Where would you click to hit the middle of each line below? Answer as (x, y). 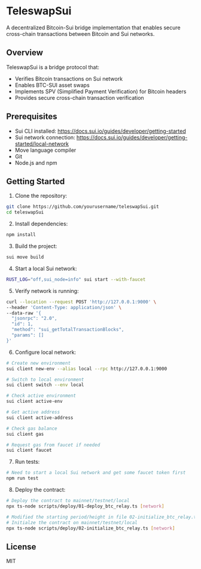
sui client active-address (40, 417)
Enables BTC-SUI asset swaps (52, 85)
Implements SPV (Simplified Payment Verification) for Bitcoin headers (100, 91)
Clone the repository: (41, 196)
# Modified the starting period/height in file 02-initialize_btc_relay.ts (103, 517)
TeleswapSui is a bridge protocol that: (53, 67)
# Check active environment (41, 396)
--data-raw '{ (24, 313)
